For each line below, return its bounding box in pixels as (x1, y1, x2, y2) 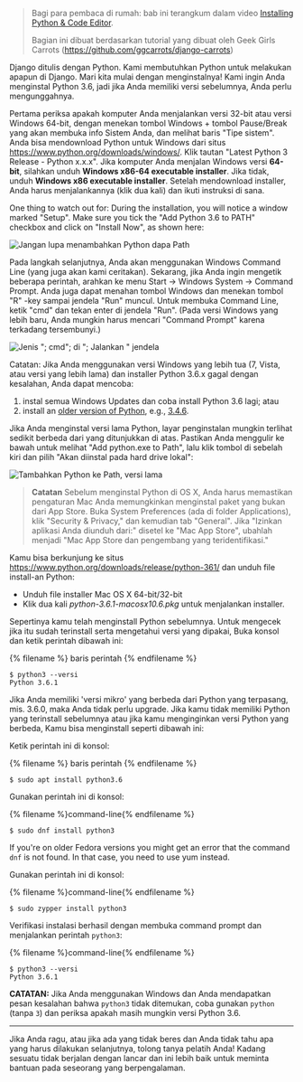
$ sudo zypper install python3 (9, 904, 127, 913)
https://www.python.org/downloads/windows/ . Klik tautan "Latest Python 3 (9, 146, 289, 157)
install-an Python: (9, 571, 75, 582)
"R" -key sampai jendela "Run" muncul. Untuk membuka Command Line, (9, 296, 280, 306)
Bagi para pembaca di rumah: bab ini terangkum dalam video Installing (31, 8, 294, 18)
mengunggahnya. (9, 90, 75, 101)
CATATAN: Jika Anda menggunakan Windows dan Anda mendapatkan (9, 989, 271, 999)
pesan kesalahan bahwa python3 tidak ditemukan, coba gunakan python (9, 998, 275, 1009)
